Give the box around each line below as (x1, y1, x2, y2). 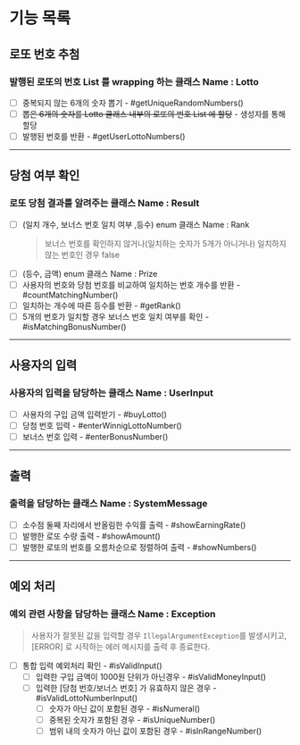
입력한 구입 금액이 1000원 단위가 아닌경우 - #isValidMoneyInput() (35, 671, 266, 682)
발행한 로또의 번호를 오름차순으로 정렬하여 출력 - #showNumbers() (21, 541, 257, 552)
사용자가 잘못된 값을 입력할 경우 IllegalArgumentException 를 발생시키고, (30, 630, 287, 640)
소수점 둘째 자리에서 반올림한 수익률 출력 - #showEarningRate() (21, 519, 246, 530)
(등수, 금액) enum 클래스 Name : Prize (21, 268, 158, 279)
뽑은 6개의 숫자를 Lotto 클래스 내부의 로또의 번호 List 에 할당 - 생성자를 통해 (21, 108, 286, 119)
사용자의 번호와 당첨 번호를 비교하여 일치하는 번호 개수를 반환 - (21, 279, 241, 290)
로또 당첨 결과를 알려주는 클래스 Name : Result (9, 197, 200, 210)
